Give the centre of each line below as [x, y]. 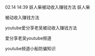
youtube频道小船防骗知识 [30, 48]
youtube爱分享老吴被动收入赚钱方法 [41, 28]
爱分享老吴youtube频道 [28, 38]
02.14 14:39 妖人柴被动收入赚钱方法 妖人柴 [47, 7]
